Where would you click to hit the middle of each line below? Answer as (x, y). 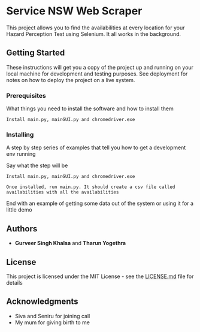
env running (21, 154)
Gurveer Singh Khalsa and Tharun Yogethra (70, 243)
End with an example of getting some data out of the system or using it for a (100, 203)
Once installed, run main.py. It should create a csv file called (91, 187)
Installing (20, 134)
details (14, 282)
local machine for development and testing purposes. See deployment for (97, 74)
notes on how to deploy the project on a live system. (71, 80)
